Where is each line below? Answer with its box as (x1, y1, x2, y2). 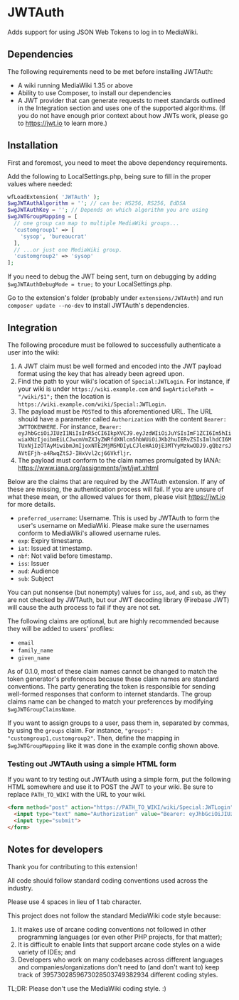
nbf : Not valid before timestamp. (17, 552, 112, 560)
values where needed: (7, 179, 73, 188)
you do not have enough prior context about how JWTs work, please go (17, 111, 228, 119)
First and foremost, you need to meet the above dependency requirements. (7, 158, 228, 167)
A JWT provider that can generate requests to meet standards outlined (17, 96, 225, 104)
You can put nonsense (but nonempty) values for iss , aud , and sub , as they (7, 588, 226, 596)
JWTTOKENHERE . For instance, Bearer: (17, 422, 122, 431)
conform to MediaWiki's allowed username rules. (17, 529, 161, 537)
